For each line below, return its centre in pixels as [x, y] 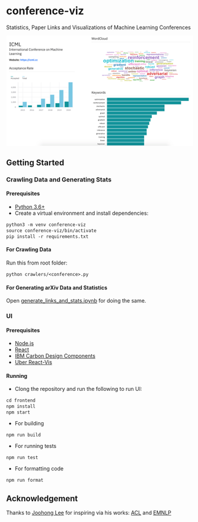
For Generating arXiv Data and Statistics [57, 287]
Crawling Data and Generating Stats [59, 179]
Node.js [24, 343]
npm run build [24, 435]
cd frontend [21, 401]
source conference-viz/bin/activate [51, 230]
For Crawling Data [29, 250]
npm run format [25, 480]
